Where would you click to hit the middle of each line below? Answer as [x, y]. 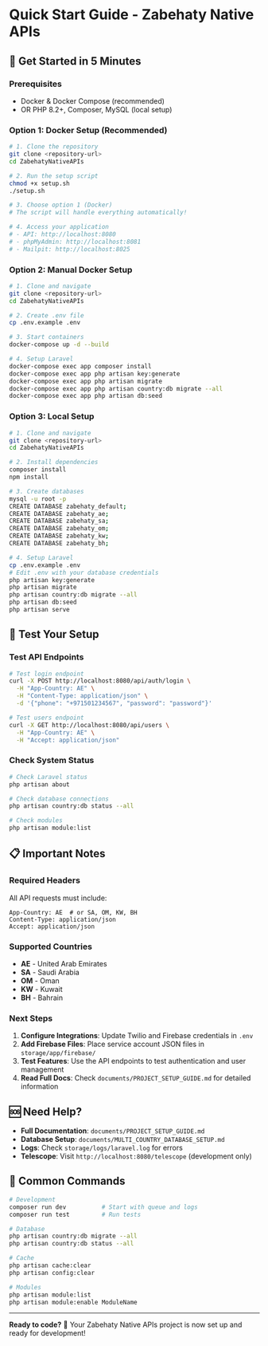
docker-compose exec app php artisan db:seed [85, 396]
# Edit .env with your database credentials [84, 573]
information [39, 1087]
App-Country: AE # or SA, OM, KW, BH [73, 912]
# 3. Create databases [47, 491]
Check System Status [52, 761]
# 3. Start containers [47, 337]
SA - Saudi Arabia [50, 972]
